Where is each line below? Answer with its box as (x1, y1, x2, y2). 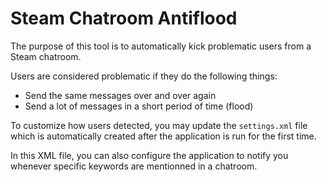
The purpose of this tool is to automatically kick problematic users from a (10, 40, 312, 52)
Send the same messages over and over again (24, 89, 217, 101)
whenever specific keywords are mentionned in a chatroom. (10, 160, 258, 172)
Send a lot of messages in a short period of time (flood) (24, 100, 254, 112)
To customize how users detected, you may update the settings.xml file (10, 119, 308, 131)
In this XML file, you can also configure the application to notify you (10, 149, 289, 161)
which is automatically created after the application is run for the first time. (10, 130, 317, 142)
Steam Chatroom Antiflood (10, 7, 238, 30)
